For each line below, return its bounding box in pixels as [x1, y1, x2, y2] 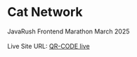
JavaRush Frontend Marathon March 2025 [7, 27, 130, 35]
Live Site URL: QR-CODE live [7, 42, 90, 50]
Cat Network [7, 4, 83, 20]
